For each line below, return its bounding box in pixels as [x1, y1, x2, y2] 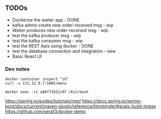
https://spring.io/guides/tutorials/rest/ [5, 98, 81, 104]
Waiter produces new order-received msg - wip [12, 27, 109, 33]
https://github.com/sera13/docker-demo [5, 109, 86, 115]
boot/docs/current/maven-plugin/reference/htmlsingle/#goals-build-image [5, 103, 156, 109]
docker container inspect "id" [5, 77, 69, 82]
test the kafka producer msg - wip [12, 32, 81, 38]
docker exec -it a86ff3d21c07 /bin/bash [5, 90, 89, 95]
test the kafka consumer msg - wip [12, 38, 83, 44]
